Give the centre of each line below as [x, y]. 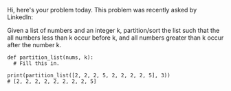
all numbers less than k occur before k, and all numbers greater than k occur [115, 38]
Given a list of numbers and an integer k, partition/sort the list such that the [113, 30]
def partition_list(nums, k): [51, 57]
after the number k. [34, 45]
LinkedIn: [20, 17]
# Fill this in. [36, 64]
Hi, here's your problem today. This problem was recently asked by [102, 10]
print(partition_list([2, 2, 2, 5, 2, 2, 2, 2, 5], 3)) [89, 75]
